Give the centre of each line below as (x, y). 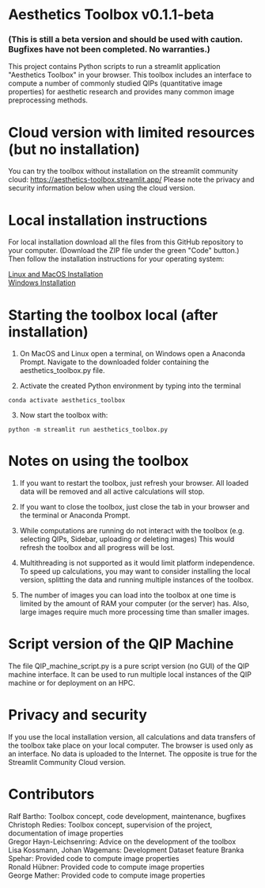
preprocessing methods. (48, 100)
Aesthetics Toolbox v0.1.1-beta (111, 15)
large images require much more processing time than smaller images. (134, 612)
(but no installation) (74, 149)
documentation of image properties (66, 833)
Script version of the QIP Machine (121, 644)
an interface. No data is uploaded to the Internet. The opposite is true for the (132, 754)
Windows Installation (42, 283)
